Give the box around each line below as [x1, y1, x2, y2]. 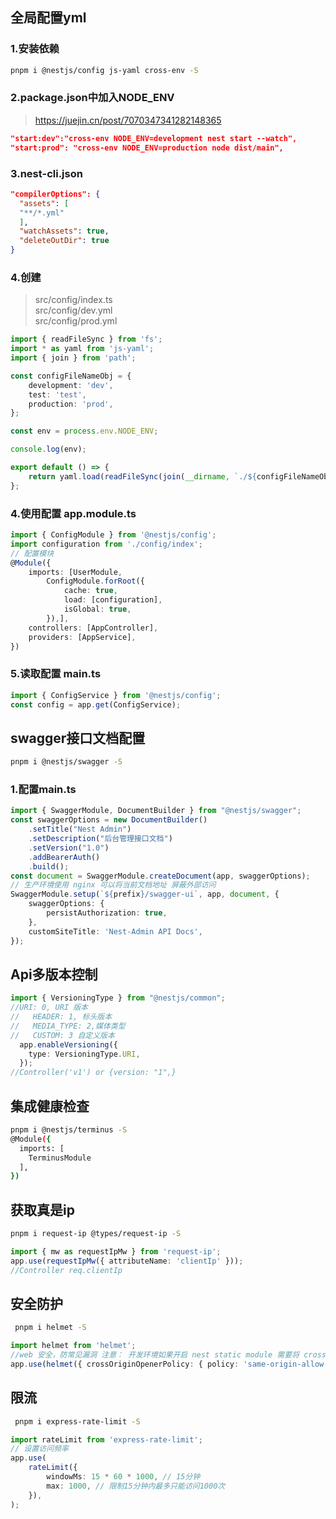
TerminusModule [28, 1153, 92, 1163]
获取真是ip [10, 1201, 75, 1218]
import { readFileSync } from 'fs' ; [10, 334, 163, 345]
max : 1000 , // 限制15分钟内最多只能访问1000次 [46, 1481, 226, 1491]
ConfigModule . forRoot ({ [46, 576, 145, 587]
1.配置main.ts [10, 783, 77, 797]
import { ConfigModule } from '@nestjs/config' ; [10, 530, 217, 540]
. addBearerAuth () [28, 852, 101, 862]
